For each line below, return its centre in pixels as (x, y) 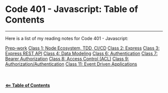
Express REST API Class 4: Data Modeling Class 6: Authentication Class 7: (81, 53)
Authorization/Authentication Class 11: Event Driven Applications (71, 64)
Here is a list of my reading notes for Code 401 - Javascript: (67, 38)
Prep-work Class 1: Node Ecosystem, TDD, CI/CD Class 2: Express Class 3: (82, 48)
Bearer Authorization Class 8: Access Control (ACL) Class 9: (67, 58)
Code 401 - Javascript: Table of (72, 9)
